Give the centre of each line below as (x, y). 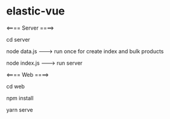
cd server (18, 39)
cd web (16, 86)
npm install (20, 98)
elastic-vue (36, 11)
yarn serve (20, 109)
